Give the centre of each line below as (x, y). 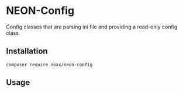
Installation (27, 51)
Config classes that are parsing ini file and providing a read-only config (92, 27)
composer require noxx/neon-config (49, 65)
